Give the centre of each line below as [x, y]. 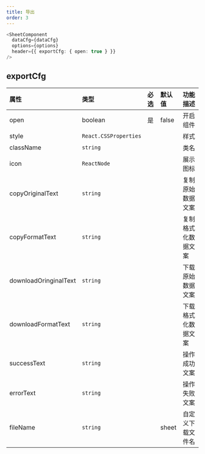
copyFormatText [33, 237]
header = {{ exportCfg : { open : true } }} [64, 52]
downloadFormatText [40, 324]
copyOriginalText [34, 193]
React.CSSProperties [112, 136]
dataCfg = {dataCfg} [35, 40]
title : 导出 [20, 12]
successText [27, 363]
